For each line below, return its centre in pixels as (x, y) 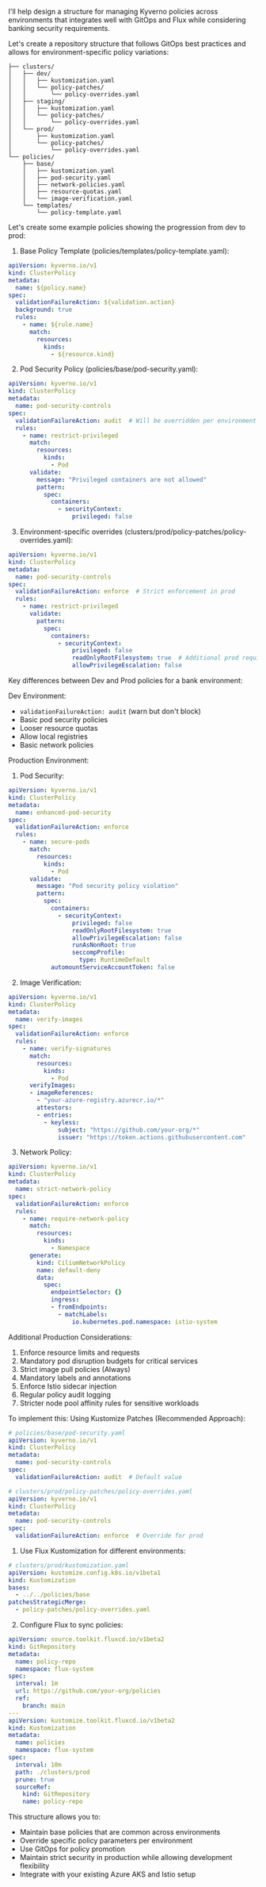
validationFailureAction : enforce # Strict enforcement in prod (125, 592)
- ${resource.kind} (82, 354)
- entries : (55, 1115)
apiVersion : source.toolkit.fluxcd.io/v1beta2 (86, 1639)
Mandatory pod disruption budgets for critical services (108, 1361)
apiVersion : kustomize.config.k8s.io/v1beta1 (84, 1573)
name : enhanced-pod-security (63, 813)
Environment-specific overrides (71, 532)
